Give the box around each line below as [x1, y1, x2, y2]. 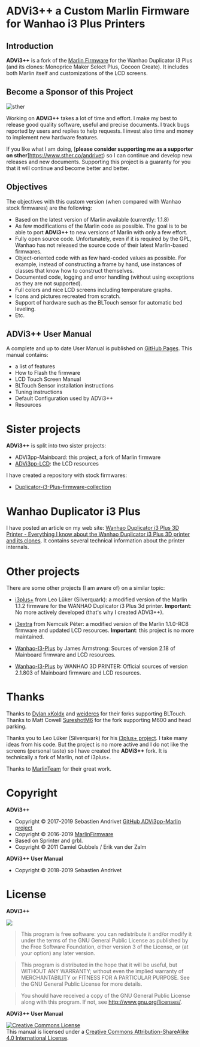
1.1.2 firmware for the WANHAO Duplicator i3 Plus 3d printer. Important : [14, 602, 192, 610]
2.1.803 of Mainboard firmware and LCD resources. [14, 669, 141, 676]
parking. [6, 723, 27, 730]
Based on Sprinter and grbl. [14, 837, 83, 845]
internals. [6, 544, 29, 551]
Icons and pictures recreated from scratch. [14, 293, 121, 300]
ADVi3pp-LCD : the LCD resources [14, 460, 99, 467]
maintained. [14, 633, 44, 640]
